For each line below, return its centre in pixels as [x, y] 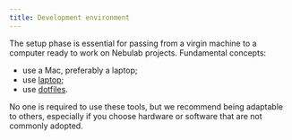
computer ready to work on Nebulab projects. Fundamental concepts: [138, 52]
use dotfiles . [45, 89]
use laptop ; [43, 79]
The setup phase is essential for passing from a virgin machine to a [133, 43]
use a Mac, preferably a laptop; [80, 70]
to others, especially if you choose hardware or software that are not [136, 116]
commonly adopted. [46, 126]
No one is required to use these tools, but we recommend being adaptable [146, 106]
